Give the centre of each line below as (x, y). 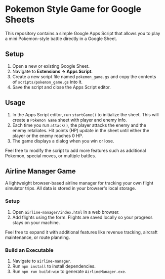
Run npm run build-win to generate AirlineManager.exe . (69, 271)
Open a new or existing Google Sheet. (51, 66)
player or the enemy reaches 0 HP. (48, 136)
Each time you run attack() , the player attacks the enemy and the (79, 125)
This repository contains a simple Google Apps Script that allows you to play (83, 33)
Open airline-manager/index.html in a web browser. (66, 212)
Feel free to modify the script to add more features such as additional (76, 150)
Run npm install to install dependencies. (54, 266)
